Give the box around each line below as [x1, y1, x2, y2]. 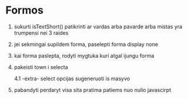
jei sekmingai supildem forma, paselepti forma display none [14, 41, 159, 48]
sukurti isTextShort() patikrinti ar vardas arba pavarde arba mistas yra [14, 23, 183, 30]
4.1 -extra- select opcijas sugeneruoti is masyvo [14, 75, 130, 82]
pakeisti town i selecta [14, 63, 68, 71]
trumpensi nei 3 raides [14, 29, 69, 36]
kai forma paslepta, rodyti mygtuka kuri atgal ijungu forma [14, 52, 155, 59]
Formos [5, 4, 43, 17]
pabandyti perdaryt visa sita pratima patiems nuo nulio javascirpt [14, 86, 172, 93]
